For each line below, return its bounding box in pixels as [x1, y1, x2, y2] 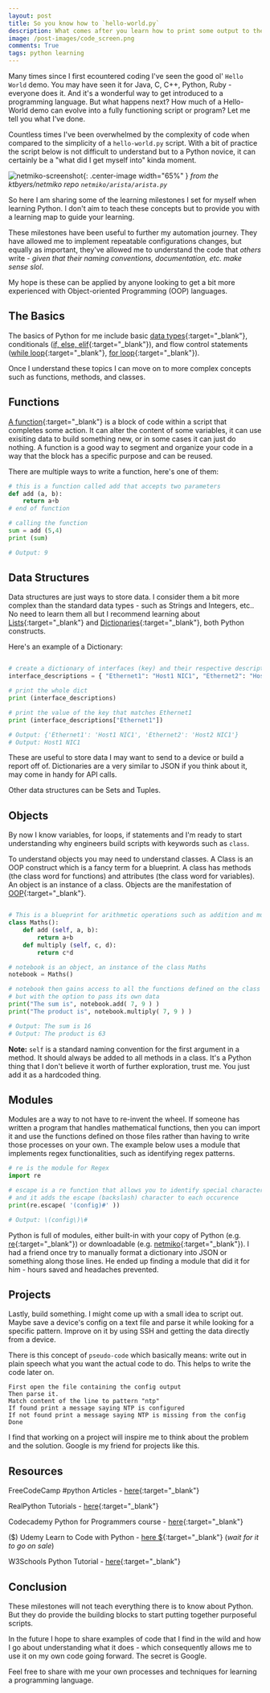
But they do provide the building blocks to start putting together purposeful [8, 1610, 257, 1619]
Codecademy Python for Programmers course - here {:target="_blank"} [8, 1517, 243, 1526]
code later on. [8, 1368, 55, 1377]
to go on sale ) [8, 1541, 55, 1551]
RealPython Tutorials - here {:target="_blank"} [8, 1501, 159, 1511]
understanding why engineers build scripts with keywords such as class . [8, 839, 250, 849]
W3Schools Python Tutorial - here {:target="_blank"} [8, 1557, 181, 1567]
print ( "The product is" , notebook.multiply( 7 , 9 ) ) [8, 1007, 193, 1015]
